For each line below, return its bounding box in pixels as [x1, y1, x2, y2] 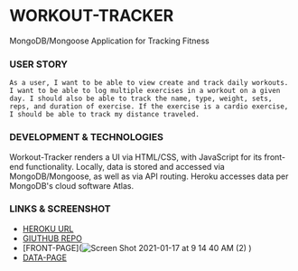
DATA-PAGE [22, 252, 68, 263]
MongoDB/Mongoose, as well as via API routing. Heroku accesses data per [9, 171, 289, 182]
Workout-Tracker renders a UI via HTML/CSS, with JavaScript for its [9, 151, 263, 163]
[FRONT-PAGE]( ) [22, 242, 252, 253]
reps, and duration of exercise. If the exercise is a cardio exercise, [9, 102, 289, 111]
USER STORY [9, 58, 69, 70]
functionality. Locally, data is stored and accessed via [25, 161, 226, 172]
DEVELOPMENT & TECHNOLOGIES [9, 131, 164, 144]
